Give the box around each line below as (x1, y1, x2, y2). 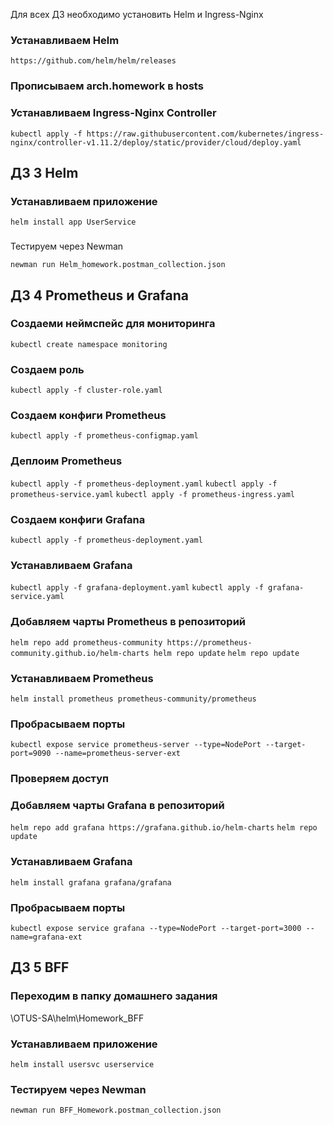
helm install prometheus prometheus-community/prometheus (10, 694, 257, 704)
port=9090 (10, 749, 52, 759)
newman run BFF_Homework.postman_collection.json (10, 1105, 222, 1116)
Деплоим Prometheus (10, 454, 123, 468)
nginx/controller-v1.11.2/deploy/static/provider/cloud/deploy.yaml (10, 137, 302, 148)
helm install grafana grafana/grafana (10, 877, 172, 888)
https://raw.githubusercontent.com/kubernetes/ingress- (86, 129, 325, 139)
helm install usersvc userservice (10, 1059, 155, 1069)
